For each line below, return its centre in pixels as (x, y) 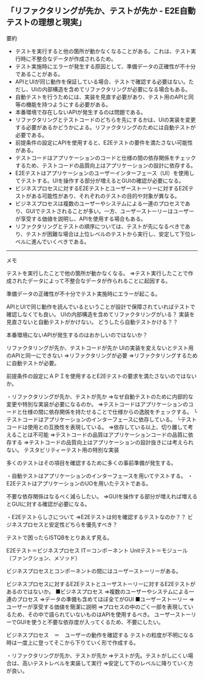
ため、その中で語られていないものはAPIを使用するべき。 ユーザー (93, 614)
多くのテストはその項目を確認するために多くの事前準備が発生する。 (91, 462)
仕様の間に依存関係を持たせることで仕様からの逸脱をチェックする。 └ (110, 412)
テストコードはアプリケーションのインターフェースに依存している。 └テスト (102, 419)
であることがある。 (39, 74)
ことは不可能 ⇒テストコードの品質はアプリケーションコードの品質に (102, 434)
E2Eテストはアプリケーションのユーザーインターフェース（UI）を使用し (105, 173)
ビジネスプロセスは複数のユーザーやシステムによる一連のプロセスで (100, 204)
